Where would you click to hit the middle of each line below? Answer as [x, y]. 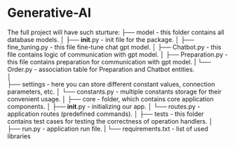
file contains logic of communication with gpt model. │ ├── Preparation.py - [117, 54]
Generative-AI [49, 13]
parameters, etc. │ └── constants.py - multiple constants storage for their [115, 92]
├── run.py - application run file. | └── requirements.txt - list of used [108, 129]
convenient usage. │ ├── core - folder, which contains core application [110, 98]
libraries [19, 136]
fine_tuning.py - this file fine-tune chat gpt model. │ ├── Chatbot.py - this [114, 47]
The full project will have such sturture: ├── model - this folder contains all [116, 32]
